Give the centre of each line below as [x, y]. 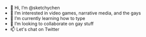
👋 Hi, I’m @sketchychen [35, 8]
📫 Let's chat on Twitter [35, 29]
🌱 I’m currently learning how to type [48, 18]
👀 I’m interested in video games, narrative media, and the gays [76, 13]
